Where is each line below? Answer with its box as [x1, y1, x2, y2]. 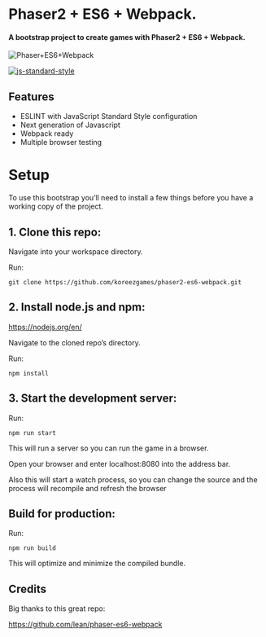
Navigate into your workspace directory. [8, 246, 143, 257]
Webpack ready [20, 129, 74, 138]
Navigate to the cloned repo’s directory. [8, 337, 141, 347]
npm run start [8, 428, 57, 437]
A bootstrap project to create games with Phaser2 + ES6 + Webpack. [8, 32, 246, 42]
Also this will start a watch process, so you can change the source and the [8, 474, 258, 485]
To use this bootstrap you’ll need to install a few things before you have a [8, 193, 254, 203]
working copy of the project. [8, 201, 104, 212]
